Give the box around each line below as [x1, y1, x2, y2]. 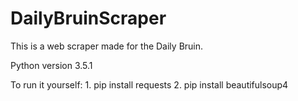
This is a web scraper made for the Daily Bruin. [10, 40, 204, 52]
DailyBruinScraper [10, 7, 167, 30]
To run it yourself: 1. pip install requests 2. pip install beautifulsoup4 [10, 78, 289, 91]
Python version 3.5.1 [10, 59, 93, 71]
